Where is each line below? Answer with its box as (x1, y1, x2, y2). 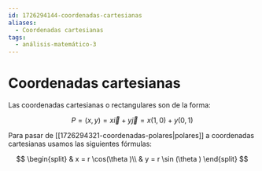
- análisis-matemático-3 (15, 41, 97, 49)
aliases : (8, 19, 37, 27)
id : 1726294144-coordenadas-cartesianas (8, 11, 143, 20)
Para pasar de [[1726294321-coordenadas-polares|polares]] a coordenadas (8, 131, 254, 140)
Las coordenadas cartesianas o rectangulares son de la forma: (8, 100, 211, 110)
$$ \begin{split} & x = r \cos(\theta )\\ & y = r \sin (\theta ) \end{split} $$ (16, 155, 249, 164)
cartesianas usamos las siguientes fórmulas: (8, 139, 152, 149)
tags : (8, 33, 26, 42)
